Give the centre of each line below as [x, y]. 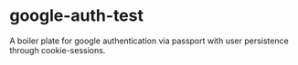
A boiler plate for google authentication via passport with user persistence [149, 41]
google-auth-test [77, 16]
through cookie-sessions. [58, 50]
